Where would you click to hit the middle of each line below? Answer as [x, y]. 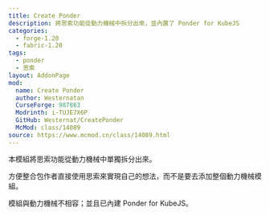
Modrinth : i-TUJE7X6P [52, 113]
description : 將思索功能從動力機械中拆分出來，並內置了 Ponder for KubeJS [124, 23]
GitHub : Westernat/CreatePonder [70, 120]
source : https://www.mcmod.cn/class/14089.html [90, 135]
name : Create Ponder [50, 90]
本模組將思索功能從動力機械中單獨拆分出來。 [82, 159]
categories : [28, 30]
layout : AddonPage [39, 75]
